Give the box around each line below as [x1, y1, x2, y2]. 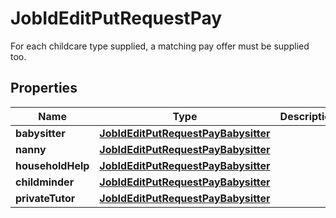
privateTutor [15, 191, 76, 205]
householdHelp [15, 158, 90, 172]
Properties [10, 80, 78, 97]
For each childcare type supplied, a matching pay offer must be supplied [10, 40, 310, 52]
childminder [15, 175, 75, 189]
